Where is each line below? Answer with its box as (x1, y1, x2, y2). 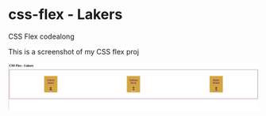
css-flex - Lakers (8, 6, 123, 24)
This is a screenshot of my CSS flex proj (8, 47, 140, 56)
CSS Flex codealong (8, 32, 75, 41)
